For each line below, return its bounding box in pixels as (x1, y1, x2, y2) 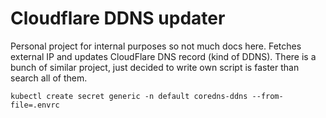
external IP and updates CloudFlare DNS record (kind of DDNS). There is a (10, 50, 317, 62)
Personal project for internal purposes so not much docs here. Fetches (10, 40, 302, 52)
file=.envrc (10, 100, 60, 110)
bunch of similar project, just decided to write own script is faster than (10, 61, 300, 73)
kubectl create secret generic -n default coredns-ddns (10, 91, 248, 101)
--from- (251, 91, 284, 101)
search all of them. (10, 72, 88, 84)
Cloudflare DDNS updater (10, 7, 226, 30)
